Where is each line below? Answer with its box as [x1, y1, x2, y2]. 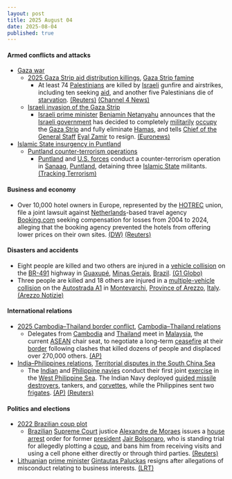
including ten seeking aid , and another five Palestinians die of [37, 88, 213, 97]
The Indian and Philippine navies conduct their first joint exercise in [27, 367, 220, 375]
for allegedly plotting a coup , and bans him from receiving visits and [27, 442, 222, 451]
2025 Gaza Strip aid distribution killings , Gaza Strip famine [27, 73, 195, 82]
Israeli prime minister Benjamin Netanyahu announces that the [37, 110, 216, 119]
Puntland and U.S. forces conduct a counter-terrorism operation [37, 155, 221, 163]
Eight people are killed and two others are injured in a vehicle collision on [17, 261, 226, 270]
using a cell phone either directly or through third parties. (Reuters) [27, 449, 219, 458]
